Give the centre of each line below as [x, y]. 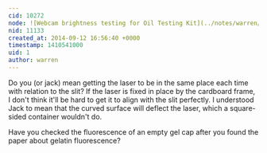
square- [243, 108]
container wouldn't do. [65, 116]
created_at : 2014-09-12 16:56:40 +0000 [74, 38]
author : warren [33, 61]
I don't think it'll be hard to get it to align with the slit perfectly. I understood [131, 100]
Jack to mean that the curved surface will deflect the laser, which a [118, 108]
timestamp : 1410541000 [46, 45]
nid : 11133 [26, 30]
